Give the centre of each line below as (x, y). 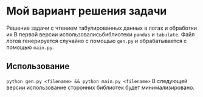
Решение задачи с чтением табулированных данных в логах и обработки (102, 28)
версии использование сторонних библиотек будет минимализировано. (100, 87)
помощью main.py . (30, 47)
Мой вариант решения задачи (87, 11)
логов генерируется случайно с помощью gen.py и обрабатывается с (97, 41)
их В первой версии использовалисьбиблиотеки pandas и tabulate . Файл (101, 34)
